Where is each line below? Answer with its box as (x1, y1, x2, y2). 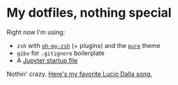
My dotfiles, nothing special (6, 5, 172, 21)
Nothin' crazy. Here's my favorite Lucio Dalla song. (6, 70, 153, 78)
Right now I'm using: (6, 28, 66, 36)
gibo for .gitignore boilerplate (16, 49, 105, 57)
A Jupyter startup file (16, 56, 78, 64)
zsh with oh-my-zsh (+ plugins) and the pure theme (16, 41, 161, 49)
